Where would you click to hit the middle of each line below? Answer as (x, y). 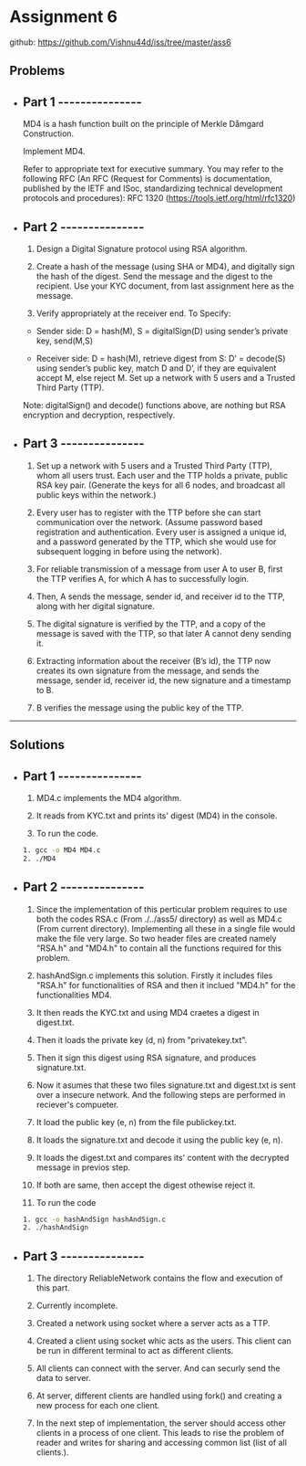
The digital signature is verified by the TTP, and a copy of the (151, 624)
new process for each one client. (98, 1406)
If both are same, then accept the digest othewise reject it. (146, 1185)
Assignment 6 (64, 17)
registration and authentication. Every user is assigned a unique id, (161, 532)
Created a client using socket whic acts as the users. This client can (163, 1341)
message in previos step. (83, 1167)
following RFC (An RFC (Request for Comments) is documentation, (148, 179)
